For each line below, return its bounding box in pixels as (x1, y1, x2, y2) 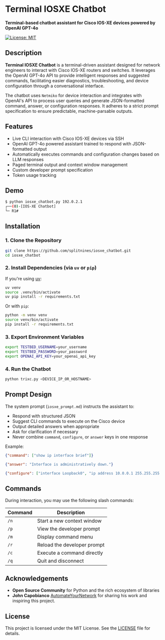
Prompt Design (5, 390, 52, 399)
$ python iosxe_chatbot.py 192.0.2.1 (5, 200, 83, 204)
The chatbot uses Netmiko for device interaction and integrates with (5, 92, 142, 98)
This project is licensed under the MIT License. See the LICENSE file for (5, 625, 151, 631)
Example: (5, 443, 24, 449)
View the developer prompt (37, 526, 100, 533)
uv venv (5, 285, 21, 290)
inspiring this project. (12, 598, 56, 604)
